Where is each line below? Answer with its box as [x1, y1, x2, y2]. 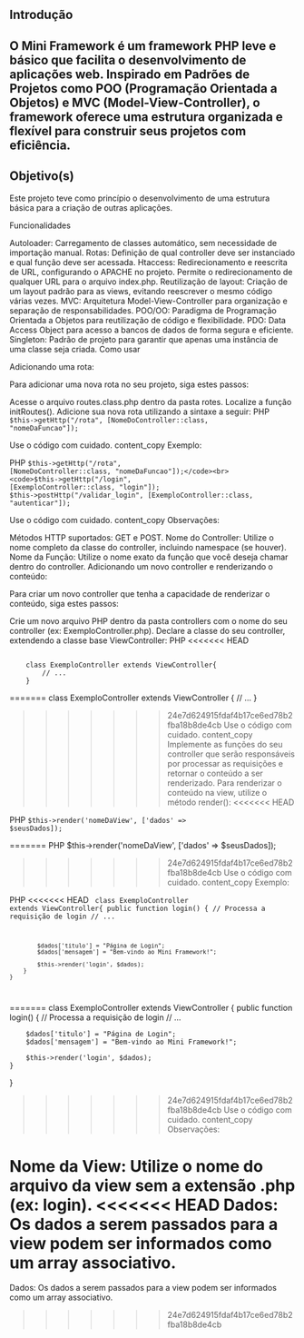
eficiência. [9, 137, 71, 153]
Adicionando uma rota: [9, 361, 95, 372]
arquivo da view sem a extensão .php [9, 1175, 296, 1195]
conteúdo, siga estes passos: [9, 598, 120, 609]
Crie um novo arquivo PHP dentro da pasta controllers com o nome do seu [9, 615, 288, 626]
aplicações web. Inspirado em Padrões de [9, 66, 250, 82]
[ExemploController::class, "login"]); [9, 482, 161, 491]
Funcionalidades [9, 220, 71, 231]
